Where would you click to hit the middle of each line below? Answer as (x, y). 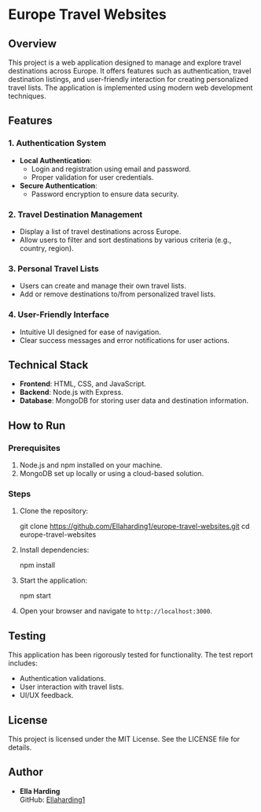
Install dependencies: (54, 550)
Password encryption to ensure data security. (105, 194)
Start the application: (53, 580)
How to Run (37, 425)
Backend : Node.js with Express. (71, 393)
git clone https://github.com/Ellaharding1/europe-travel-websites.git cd (134, 527)
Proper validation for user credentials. (92, 177)
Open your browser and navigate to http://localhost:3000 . (116, 611)
